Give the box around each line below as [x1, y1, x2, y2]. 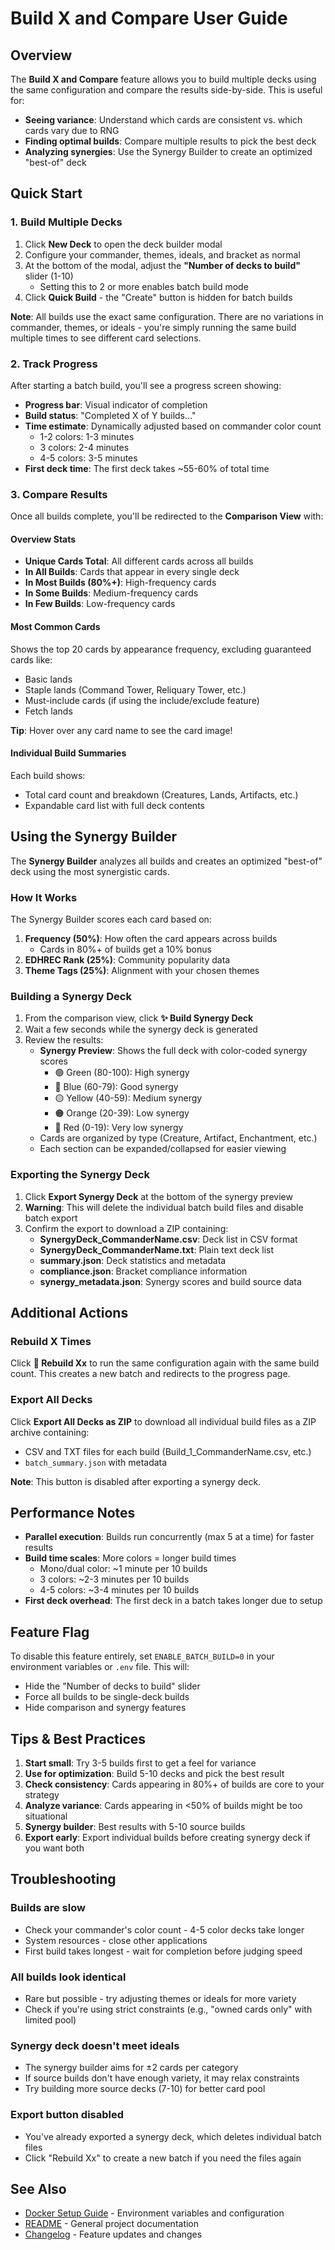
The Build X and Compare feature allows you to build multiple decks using [10, 73, 317, 85]
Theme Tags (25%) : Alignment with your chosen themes [24, 965, 260, 976]
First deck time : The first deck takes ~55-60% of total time [24, 462, 270, 474]
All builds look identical [10, 1970, 127, 1984]
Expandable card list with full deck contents [24, 799, 205, 811]
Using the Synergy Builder [10, 828, 177, 846]
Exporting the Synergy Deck [10, 1168, 150, 1182]
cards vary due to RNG [24, 125, 120, 136]
